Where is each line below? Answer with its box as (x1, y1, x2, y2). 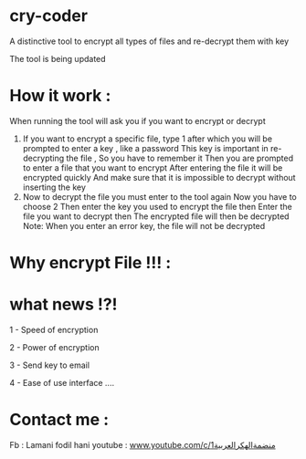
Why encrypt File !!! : (9, 253, 172, 274)
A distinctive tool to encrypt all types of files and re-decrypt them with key (9, 36, 290, 47)
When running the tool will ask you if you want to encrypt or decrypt (9, 115, 267, 126)
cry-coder (9, 5, 89, 26)
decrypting (22, 152, 65, 163)
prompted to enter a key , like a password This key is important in (22, 142, 269, 153)
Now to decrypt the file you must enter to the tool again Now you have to (22, 191, 297, 202)
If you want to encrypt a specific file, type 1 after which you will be (22, 133, 272, 144)
